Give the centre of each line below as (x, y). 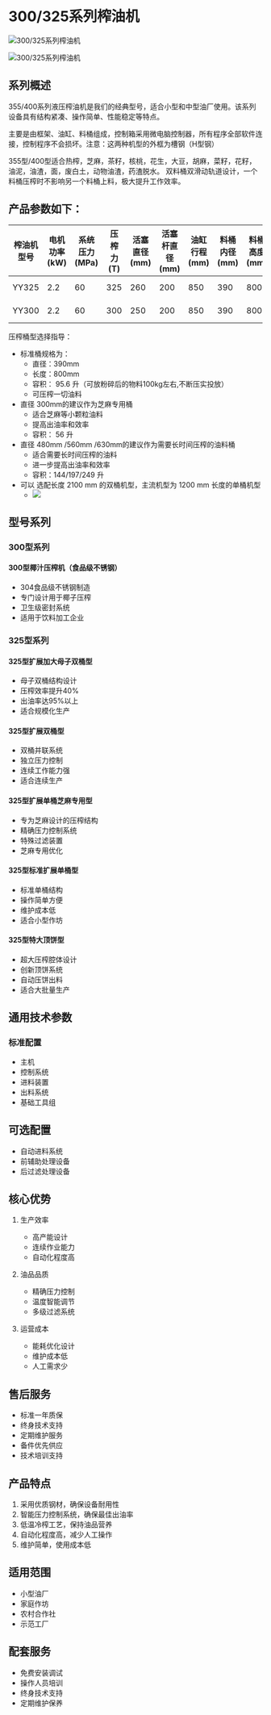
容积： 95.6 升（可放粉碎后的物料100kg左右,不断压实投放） (130, 383)
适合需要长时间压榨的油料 (75, 454)
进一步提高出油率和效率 (71, 464)
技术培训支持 (41, 1456)
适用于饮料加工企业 (52, 617)
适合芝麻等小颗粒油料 (67, 414)
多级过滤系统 (53, 1311)
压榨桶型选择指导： (40, 337)
